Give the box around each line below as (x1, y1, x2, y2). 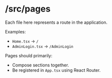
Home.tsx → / (12, 38, 39, 44)
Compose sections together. (12, 62, 69, 68)
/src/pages (5, 3, 51, 15)
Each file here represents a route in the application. (5, 19, 108, 25)
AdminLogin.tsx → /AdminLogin (12, 43, 74, 49)
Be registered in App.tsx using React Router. (12, 67, 101, 73)
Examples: (5, 29, 26, 34)
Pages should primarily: (5, 52, 53, 59)
